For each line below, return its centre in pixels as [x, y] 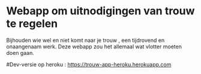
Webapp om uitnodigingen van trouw [100, 11]
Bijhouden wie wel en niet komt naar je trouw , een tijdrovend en [85, 40]
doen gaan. [20, 53]
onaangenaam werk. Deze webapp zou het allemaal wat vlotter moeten [94, 47]
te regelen [32, 24]
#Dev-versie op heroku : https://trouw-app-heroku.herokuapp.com [89, 64]
